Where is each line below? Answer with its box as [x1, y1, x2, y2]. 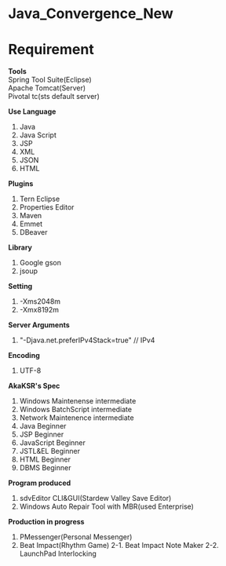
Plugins [8, 179, 34, 188]
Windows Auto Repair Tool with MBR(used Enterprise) [19, 502, 195, 511]
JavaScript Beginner [19, 438, 86, 447]
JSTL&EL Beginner [19, 447, 81, 456]
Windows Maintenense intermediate [19, 396, 137, 406]
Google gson [19, 258, 61, 268]
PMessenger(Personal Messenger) [19, 532, 133, 542]
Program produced [8, 478, 71, 487]
